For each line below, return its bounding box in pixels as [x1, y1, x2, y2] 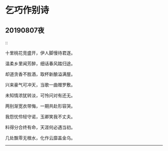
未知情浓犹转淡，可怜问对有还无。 [5, 92, 75, 98]
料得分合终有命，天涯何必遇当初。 [5, 124, 75, 130]
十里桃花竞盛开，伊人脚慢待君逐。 [5, 50, 75, 55]
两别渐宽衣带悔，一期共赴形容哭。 [5, 103, 75, 109]
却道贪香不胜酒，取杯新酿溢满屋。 [5, 71, 75, 77]
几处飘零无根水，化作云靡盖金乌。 [5, 135, 75, 140]
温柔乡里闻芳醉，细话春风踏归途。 [5, 60, 75, 66]
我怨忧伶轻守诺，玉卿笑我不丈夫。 [5, 113, 75, 119]
